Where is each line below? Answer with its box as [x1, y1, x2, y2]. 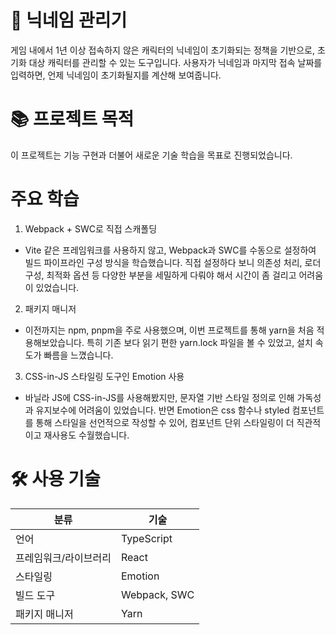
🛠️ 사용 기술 [10, 468, 101, 490]
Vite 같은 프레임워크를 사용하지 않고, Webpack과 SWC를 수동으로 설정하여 [24, 244, 317, 256]
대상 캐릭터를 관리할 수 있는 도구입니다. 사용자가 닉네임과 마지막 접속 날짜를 [28, 56, 323, 68]
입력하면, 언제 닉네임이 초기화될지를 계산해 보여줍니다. [10, 69, 222, 81]
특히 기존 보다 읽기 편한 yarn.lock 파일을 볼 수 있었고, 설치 [86, 336, 313, 348]
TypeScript [120, 531, 173, 545]
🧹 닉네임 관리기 [10, 9, 128, 32]
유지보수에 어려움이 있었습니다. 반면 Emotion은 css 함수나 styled [35, 404, 290, 416]
